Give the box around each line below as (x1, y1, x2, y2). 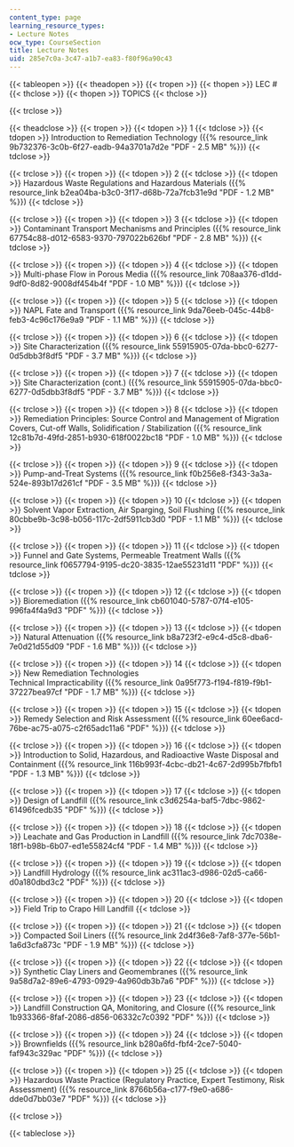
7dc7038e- (241, 831, 282, 841)
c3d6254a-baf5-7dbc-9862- (159, 795, 266, 806)
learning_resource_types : (9, 21, 105, 30)
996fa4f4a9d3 (9, 606, 63, 615)
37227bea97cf (9, 686, 63, 697)
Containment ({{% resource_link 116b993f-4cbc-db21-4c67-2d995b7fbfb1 (9, 759, 282, 769)
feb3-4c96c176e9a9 (9, 315, 84, 325)
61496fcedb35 (9, 805, 63, 814)
